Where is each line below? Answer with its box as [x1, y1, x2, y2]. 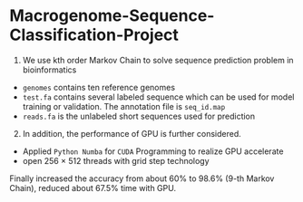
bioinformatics [22, 64, 77, 75]
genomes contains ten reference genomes [22, 82, 175, 92]
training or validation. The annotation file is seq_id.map [22, 101, 226, 111]
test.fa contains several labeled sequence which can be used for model [22, 91, 295, 102]
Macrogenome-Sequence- [9, 5, 215, 26]
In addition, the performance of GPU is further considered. [22, 128, 242, 139]
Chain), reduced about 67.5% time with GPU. [9, 182, 177, 193]
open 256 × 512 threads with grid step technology [22, 155, 210, 166]
